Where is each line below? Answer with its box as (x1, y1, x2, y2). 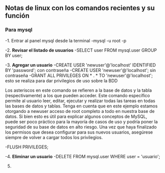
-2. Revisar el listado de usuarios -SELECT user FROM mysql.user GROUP (5, 47, 157, 53)
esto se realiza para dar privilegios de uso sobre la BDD (5, 77, 118, 83)
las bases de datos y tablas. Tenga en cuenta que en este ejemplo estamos (5, 103, 158, 109)
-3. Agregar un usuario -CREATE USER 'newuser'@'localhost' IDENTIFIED (5, 62, 156, 68)
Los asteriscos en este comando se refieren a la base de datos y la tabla (5, 87, 152, 93)
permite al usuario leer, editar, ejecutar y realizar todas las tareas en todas (5, 98, 156, 104)
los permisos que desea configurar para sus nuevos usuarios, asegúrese (5, 129, 153, 135)
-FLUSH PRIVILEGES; (5, 144, 48, 150)
